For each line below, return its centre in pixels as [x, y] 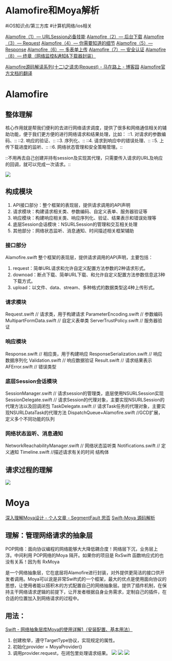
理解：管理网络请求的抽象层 [49, 536]
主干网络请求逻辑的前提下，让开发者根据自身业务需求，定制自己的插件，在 [88, 592]
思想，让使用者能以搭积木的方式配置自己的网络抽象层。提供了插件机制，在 [84, 585]
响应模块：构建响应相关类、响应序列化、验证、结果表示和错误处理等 [84, 218]
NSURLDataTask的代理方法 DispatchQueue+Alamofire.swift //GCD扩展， [86, 412]
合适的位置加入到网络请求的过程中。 [44, 598]
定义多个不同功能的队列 [30, 419]
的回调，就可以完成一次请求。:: [38, 164]
